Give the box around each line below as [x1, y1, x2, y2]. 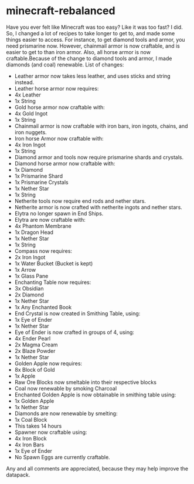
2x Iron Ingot [14, 253, 46, 261]
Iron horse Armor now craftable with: [14, 135, 104, 142]
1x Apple [14, 372, 36, 379]
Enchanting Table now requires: [14, 278, 91, 286]
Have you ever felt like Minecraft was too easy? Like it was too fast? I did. [6, 24, 183, 31]
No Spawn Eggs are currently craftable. [14, 453, 110, 460]
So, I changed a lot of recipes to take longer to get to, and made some [6, 29, 175, 36]
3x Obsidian [14, 285, 44, 292]
